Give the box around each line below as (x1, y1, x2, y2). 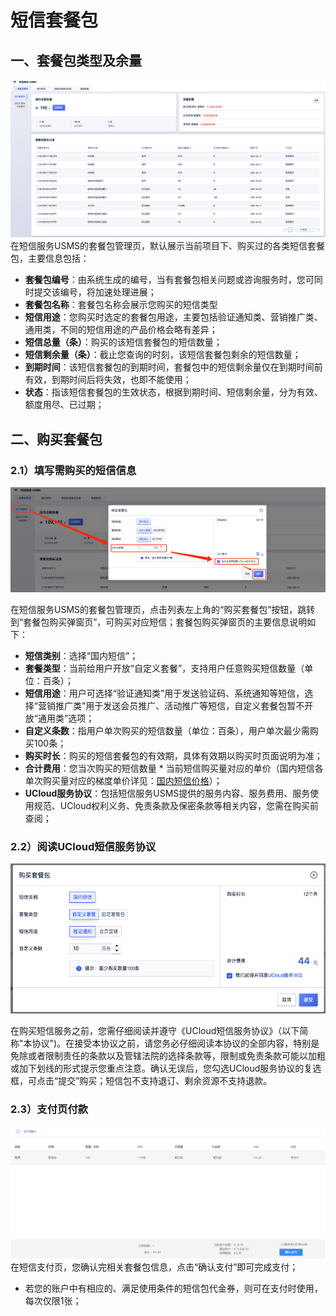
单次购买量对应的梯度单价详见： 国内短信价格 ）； (24, 774, 223, 786)
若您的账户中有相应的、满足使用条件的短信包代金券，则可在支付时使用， (24, 1282, 323, 1295)
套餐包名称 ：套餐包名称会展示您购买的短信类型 (24, 299, 218, 311)
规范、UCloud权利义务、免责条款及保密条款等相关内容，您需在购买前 (33, 799, 320, 811)
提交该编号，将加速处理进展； (33, 286, 157, 298)
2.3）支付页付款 (10, 1102, 89, 1116)
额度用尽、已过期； (24, 399, 105, 411)
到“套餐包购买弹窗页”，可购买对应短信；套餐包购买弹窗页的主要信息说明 (10, 616, 308, 628)
